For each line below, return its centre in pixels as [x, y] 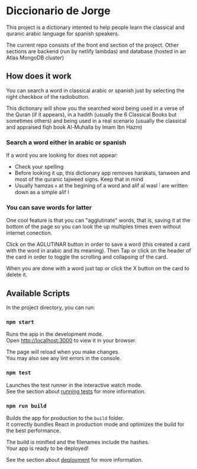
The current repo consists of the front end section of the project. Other [93, 45]
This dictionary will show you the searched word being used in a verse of [95, 108]
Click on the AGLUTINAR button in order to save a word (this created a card [98, 244]
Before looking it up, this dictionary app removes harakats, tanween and [102, 173]
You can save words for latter [49, 207]
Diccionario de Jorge [58, 11]
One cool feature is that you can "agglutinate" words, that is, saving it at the [98, 221]
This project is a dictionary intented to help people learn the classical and [95, 27]
